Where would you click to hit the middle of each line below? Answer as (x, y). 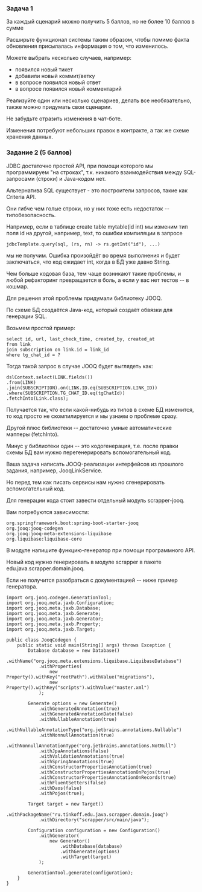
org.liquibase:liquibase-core (44, 539)
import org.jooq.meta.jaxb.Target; (51, 629)
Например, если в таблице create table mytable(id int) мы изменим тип (97, 226)
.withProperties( (60, 666)
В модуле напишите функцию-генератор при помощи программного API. (101, 550)
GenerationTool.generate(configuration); (81, 873)
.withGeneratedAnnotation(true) (79, 709)
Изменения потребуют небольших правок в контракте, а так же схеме (98, 131)
